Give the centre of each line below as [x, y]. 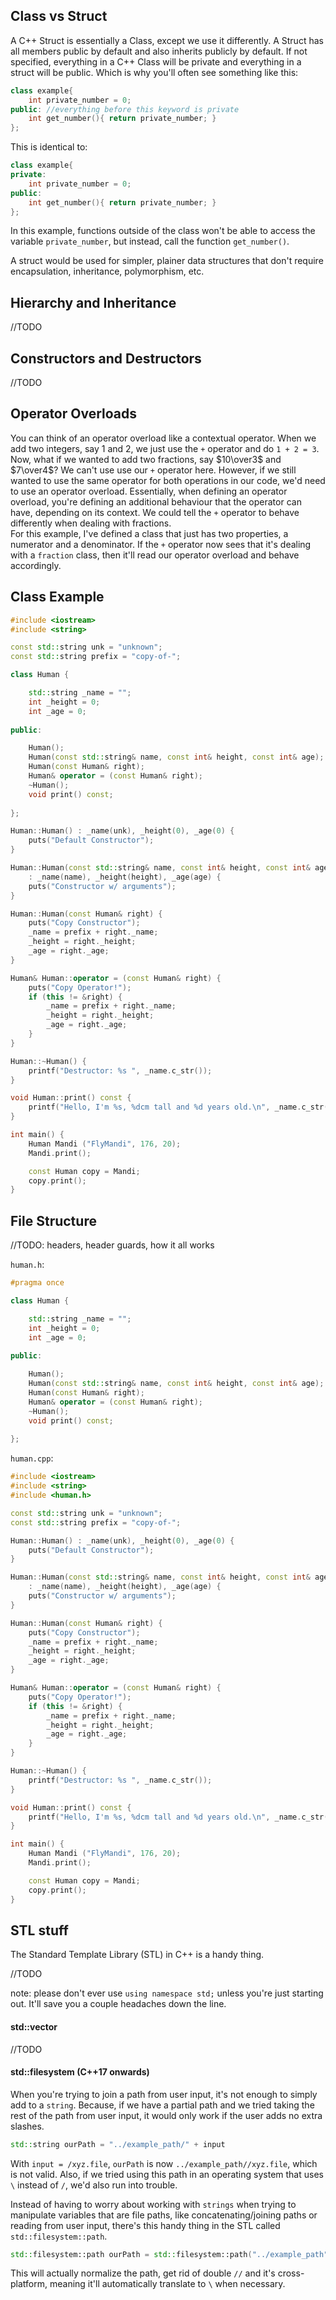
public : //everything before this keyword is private [125, 109]
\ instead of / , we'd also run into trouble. [94, 2185]
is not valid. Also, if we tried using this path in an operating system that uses [167, 2174]
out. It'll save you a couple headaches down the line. [118, 2004]
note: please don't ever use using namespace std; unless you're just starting [167, 1993]
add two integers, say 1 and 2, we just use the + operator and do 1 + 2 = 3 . [165, 448]
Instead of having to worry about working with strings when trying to [153, 2204]
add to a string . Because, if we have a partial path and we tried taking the [162, 2105]
